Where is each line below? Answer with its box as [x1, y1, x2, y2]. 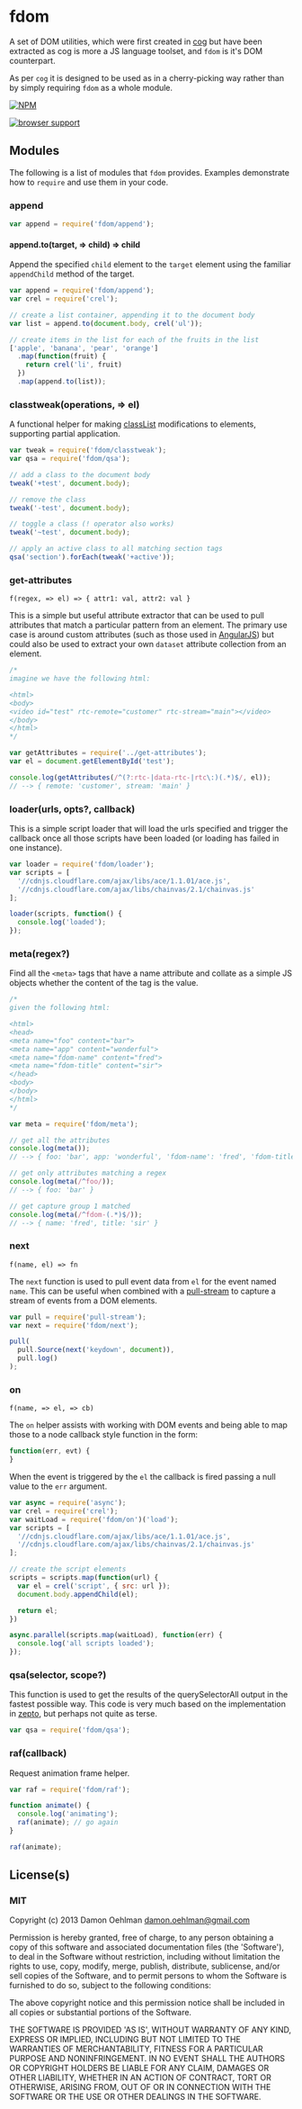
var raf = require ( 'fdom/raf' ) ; [9, 1785, 130, 1794]
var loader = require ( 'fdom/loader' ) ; [9, 860, 155, 870]
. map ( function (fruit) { [17, 352, 106, 361]
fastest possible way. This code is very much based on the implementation [9, 1699, 286, 1709]
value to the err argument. [9, 1481, 108, 1492]
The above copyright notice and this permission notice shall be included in [9, 1997, 285, 2008]
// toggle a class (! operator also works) [9, 519, 175, 528]
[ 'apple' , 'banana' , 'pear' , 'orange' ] [9, 344, 159, 353]
